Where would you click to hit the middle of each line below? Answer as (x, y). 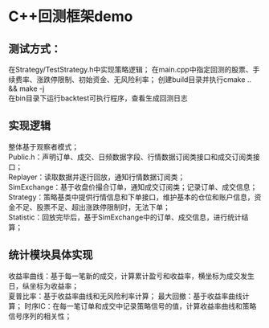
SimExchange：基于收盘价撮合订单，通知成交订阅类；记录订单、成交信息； (133, 187)
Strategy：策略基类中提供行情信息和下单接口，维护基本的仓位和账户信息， (131, 197)
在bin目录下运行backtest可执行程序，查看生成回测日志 (98, 98)
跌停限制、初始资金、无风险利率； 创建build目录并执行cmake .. (147, 80)
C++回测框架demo (71, 16)
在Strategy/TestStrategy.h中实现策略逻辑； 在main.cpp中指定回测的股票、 (130, 70)
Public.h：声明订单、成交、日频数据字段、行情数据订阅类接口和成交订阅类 (130, 157)
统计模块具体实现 (51, 255)
